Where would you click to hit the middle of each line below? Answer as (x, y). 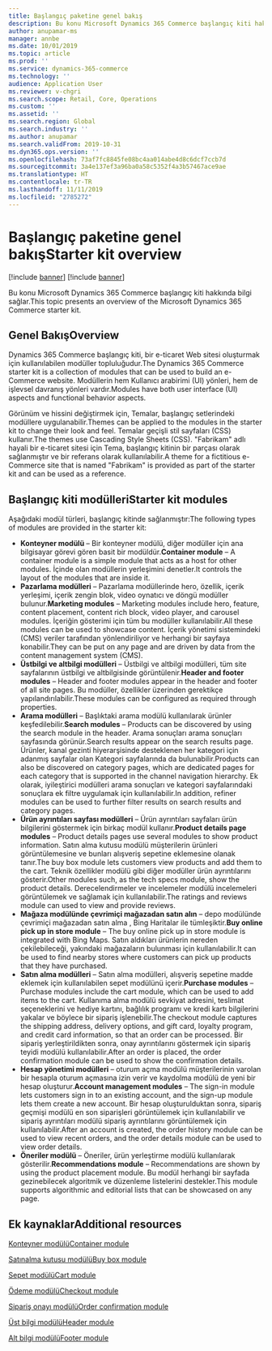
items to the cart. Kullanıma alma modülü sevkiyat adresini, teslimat (132, 1000)
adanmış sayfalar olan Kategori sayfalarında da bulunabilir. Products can (140, 759)
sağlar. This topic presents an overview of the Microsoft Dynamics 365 (125, 301)
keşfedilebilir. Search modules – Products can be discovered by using (136, 725)
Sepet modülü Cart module (52, 1275)
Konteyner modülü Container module (69, 1243)
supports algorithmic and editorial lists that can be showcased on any (136, 1190)
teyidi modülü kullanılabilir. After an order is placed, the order (121, 1052)
